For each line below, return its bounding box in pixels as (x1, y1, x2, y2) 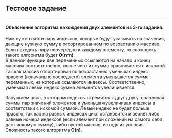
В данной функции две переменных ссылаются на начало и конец (5, 57, 150, 63)
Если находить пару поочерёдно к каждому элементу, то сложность (5, 47, 157, 53)
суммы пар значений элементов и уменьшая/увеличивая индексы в (5, 100, 155, 106)
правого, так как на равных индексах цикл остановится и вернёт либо (5, 111, 160, 117)
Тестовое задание (5, 4, 67, 13)
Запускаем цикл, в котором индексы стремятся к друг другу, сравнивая (5, 95, 165, 101)
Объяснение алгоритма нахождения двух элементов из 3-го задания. (5, 24, 164, 30)
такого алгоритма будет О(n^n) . (5, 52, 75, 58)
